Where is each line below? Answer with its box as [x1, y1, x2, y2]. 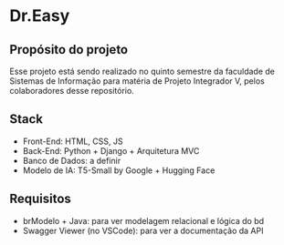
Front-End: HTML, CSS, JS [22, 136, 123, 147]
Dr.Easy [9, 5, 70, 26]
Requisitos [9, 191, 71, 207]
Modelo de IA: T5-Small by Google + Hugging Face [22, 165, 216, 176]
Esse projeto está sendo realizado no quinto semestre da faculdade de [9, 66, 276, 77]
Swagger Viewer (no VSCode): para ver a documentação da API [22, 225, 264, 236]
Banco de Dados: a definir [22, 155, 121, 166]
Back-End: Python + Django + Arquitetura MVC [22, 145, 200, 156]
